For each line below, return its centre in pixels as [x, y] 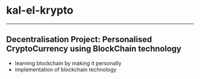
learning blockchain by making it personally [68, 63]
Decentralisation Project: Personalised [79, 39]
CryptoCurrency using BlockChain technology [94, 49]
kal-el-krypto [40, 10]
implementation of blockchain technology [66, 69]
